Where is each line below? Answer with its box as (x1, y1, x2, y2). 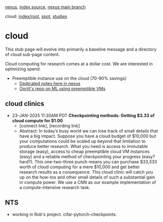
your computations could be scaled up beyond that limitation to (19, 138, 146, 144)
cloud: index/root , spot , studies (5, 14, 67, 19)
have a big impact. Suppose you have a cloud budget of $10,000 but (19, 133, 156, 139)
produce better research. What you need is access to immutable (19, 143, 148, 149)
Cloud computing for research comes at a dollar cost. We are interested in (5, 60, 153, 67)
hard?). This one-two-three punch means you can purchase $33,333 (19, 159, 157, 164)
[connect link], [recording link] (19, 123, 80, 129)
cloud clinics (5, 100, 45, 108)
